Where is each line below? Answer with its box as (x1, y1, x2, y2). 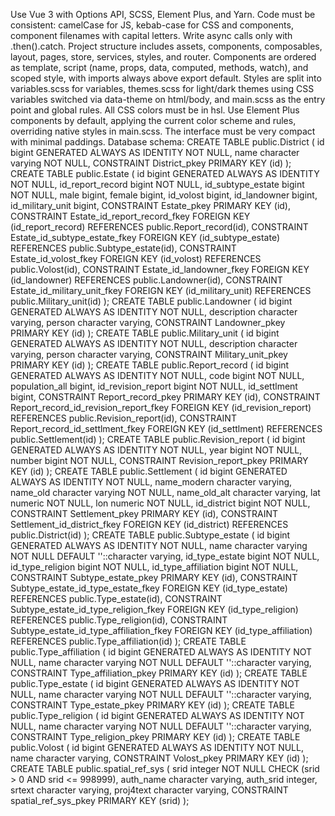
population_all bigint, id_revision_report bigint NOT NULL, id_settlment (10, 380, 298, 392)
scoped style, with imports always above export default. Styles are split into (10, 72, 322, 84)
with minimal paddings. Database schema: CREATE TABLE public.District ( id (10, 136, 325, 148)
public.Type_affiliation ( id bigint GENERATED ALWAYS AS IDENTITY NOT (10, 646, 313, 658)
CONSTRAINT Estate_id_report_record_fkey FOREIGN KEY (10, 210, 251, 222)
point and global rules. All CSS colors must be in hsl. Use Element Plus (10, 104, 300, 116)
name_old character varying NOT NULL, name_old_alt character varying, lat (10, 487, 321, 498)
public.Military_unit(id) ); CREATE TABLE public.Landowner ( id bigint (10, 295, 293, 307)
